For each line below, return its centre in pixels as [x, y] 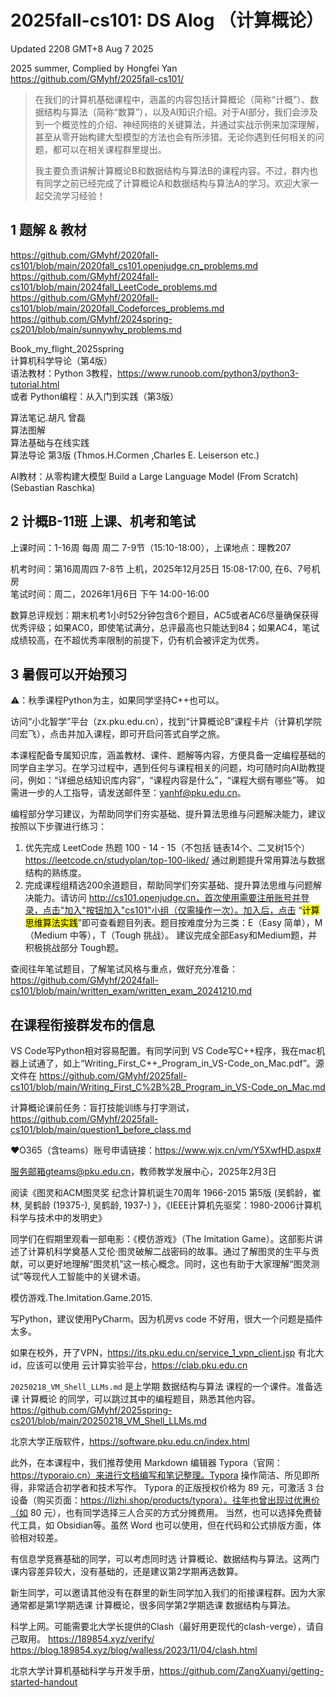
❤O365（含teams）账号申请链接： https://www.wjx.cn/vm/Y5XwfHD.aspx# [166, 1150]
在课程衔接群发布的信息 [82, 1024]
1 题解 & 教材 [49, 230]
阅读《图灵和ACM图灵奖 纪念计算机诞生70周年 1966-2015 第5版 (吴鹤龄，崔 [166, 1193]
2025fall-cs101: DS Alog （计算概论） [167, 20]
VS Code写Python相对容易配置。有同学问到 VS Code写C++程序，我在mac [163, 1051]
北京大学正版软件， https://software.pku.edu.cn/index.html [130, 1442]
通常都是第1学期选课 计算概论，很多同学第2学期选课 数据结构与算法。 [153, 1605]
